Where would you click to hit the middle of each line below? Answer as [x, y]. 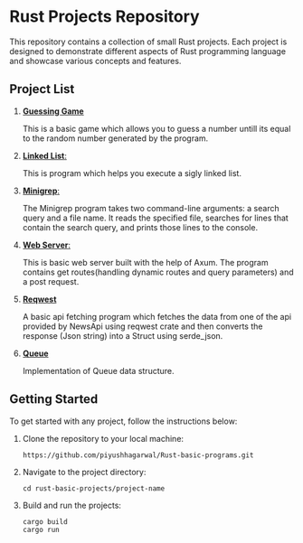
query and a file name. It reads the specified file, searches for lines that [156, 218]
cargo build [45, 521]
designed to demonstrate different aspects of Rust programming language [148, 51]
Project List [42, 89]
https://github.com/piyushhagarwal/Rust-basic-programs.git [138, 455]
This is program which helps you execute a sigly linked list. [132, 173]
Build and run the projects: [72, 505]
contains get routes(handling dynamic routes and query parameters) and [158, 272]
